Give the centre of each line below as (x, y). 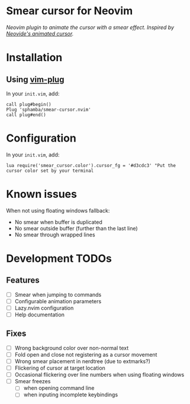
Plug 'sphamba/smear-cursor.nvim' (49, 110)
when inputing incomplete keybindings (71, 395)
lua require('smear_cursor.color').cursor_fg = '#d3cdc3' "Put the (91, 165)
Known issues (41, 194)
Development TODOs (59, 258)
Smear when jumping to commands (58, 294)
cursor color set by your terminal (50, 171)
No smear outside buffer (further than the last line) (76, 228)
